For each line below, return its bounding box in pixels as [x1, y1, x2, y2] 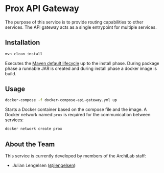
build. [5, 70, 17, 76]
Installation [5, 39, 40, 47]
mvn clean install [5, 51, 43, 56]
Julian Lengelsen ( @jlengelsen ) [12, 162, 76, 168]
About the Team [5, 140, 55, 148]
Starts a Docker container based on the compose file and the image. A [5, 107, 147, 112]
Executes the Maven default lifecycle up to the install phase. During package [5, 60, 160, 66]
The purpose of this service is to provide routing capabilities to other [5, 19, 143, 25]
